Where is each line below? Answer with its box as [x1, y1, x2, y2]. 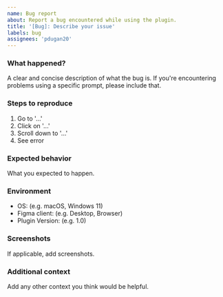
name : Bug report [7, 10, 57, 17]
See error [17, 136, 45, 145]
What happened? [7, 59, 66, 68]
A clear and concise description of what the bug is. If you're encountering [7, 74, 217, 83]
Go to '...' [17, 114, 43, 123]
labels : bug [7, 29, 41, 37]
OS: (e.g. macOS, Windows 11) [17, 202, 103, 210]
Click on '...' [17, 121, 50, 130]
